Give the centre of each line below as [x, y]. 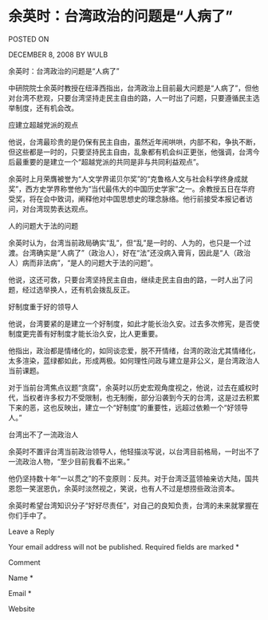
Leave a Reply [32, 531]
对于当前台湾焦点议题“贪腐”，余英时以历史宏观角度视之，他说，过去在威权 [130, 387]
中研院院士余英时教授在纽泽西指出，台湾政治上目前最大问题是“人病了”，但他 [134, 88]
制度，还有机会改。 [46, 108]
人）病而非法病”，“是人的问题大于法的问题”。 [83, 262]
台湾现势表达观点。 [61, 209]
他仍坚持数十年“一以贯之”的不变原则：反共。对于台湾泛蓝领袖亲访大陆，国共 [134, 478]
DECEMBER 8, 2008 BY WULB [58, 54]
